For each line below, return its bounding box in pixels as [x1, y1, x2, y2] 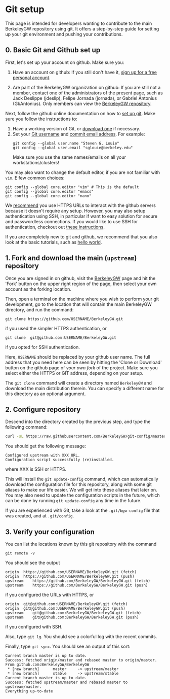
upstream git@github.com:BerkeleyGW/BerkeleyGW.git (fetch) [5, 610, 142, 616]
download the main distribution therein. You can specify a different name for [5, 385, 164, 391]
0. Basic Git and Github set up [5, 46, 101, 54]
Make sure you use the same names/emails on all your [12, 154, 126, 160]
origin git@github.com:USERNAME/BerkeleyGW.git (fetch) [5, 602, 128, 607]
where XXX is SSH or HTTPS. [5, 466, 67, 472]
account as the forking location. [5, 286, 72, 292]
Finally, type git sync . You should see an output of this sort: [5, 643, 131, 650]
